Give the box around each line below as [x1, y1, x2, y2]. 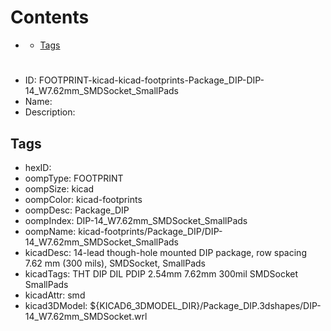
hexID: [24, 161, 52, 173]
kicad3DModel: [24, 299, 88, 311]
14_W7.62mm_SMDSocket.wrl [24, 310, 148, 322]
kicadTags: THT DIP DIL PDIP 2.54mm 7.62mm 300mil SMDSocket [24, 267, 299, 280]
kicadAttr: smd [24, 289, 86, 301]
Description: [24, 106, 76, 118]
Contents [10, 6, 90, 29]
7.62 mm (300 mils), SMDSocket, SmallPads [24, 257, 206, 269]
